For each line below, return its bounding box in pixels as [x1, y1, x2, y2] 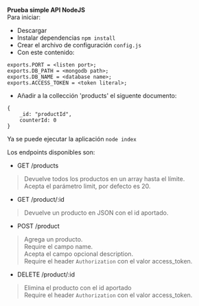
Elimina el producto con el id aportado [23, 284, 132, 292]
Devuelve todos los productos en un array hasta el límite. [23, 175, 185, 183]
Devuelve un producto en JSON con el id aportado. [23, 209, 169, 217]
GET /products [16, 161, 59, 169]
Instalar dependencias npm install [16, 34, 116, 42]
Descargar [16, 27, 47, 34]
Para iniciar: [7, 13, 41, 21]
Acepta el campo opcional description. [23, 250, 134, 258]
